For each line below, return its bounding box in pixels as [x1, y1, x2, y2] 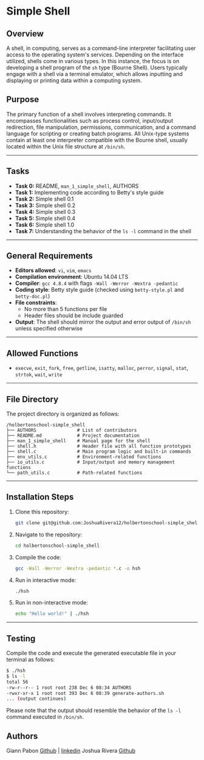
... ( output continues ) [6, 696, 67, 702]
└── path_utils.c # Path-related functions [6, 470, 143, 476]
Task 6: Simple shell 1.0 [15, 221, 75, 228]
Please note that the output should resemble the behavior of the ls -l [6, 707, 182, 714]
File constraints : [15, 299, 57, 306]
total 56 [6, 679, 29, 685]
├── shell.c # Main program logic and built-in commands [6, 448, 191, 455]
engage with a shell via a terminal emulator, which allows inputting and [6, 70, 183, 77]
